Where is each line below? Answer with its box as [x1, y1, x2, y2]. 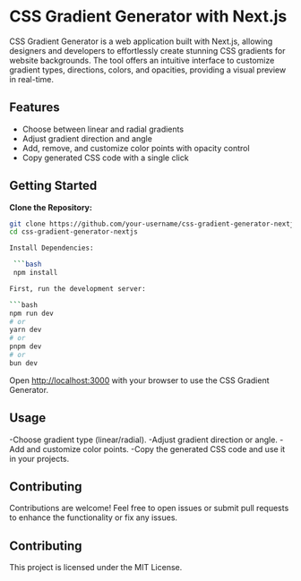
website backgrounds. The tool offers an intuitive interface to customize [9, 55, 275, 65]
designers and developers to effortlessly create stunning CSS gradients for [9, 45, 286, 56]
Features [9, 100, 60, 115]
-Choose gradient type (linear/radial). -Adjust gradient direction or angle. [9, 434, 278, 445]
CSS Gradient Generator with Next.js [9, 6, 288, 27]
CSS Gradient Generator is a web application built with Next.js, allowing [9, 36, 273, 47]
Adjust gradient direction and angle [21, 132, 152, 144]
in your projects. [9, 453, 70, 464]
